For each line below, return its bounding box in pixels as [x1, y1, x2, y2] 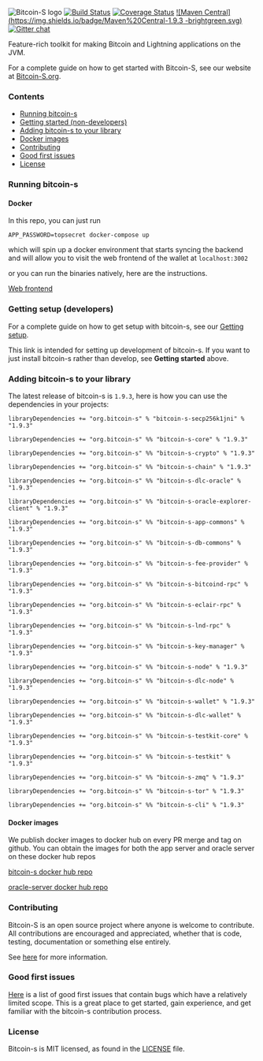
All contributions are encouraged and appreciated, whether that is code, [8, 929, 243, 938]
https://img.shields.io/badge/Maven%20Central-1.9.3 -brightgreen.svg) [10, 16, 243, 25]
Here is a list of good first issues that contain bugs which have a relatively [8, 989, 248, 999]
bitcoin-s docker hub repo [8, 867, 93, 877]
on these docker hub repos [8, 852, 96, 862]
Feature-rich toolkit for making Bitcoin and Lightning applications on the [8, 39, 242, 49]
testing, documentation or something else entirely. [8, 936, 172, 946]
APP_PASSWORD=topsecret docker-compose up [8, 231, 150, 240]
